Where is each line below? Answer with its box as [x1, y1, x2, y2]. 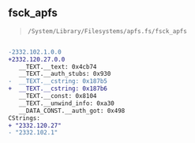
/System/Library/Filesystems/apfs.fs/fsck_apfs [27, 27, 187, 35]
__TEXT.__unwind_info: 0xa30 [18, 99, 114, 107]
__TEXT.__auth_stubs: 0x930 [18, 70, 111, 78]
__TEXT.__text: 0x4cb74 [18, 62, 97, 70]
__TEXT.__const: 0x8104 [18, 92, 97, 100]
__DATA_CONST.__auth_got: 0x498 [18, 107, 126, 115]
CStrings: [8, 114, 41, 122]
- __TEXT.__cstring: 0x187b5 [8, 77, 108, 85]
